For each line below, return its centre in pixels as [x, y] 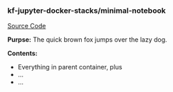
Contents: [22, 53]
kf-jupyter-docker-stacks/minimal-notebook [86, 11]
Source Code [27, 26]
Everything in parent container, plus [70, 67]
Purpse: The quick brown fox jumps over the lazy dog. [87, 40]
